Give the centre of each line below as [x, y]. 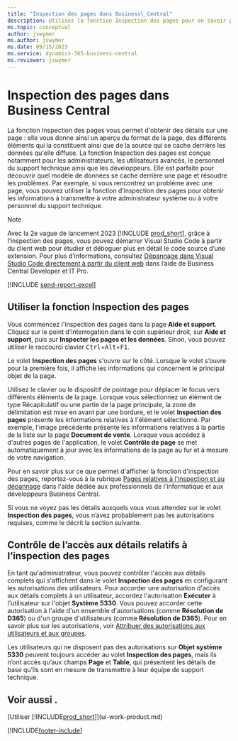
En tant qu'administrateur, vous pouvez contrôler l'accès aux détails [106, 573]
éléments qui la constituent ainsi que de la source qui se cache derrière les [117, 145]
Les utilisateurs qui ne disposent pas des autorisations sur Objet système [115, 647]
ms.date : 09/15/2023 [38, 47]
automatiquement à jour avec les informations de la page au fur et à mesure [118, 450]
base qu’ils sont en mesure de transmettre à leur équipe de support [106, 670]
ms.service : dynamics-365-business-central [73, 54]
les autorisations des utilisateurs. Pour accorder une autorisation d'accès [114, 588]
